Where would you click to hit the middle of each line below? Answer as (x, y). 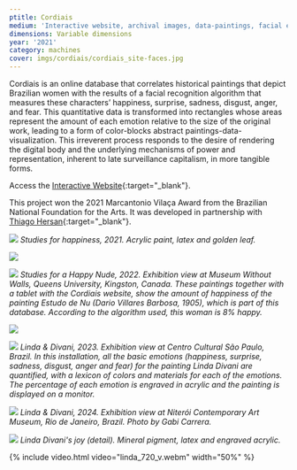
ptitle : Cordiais (41, 17)
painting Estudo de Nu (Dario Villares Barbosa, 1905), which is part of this (144, 303)
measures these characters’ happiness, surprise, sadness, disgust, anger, (144, 102)
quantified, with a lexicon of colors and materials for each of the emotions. (146, 375)
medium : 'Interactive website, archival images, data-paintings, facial (146, 26)
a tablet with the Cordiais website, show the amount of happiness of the (141, 293)
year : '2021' (33, 42)
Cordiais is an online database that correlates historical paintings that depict (148, 84)
